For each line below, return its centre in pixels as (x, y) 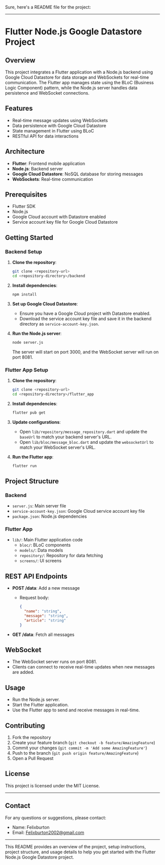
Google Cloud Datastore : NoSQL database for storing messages (78, 174)
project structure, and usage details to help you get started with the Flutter (80, 852)
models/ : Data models (41, 550)
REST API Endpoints (36, 576)
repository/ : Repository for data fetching (61, 556)
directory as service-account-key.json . (59, 324)
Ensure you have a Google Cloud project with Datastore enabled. (85, 313)
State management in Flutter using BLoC (53, 131)
